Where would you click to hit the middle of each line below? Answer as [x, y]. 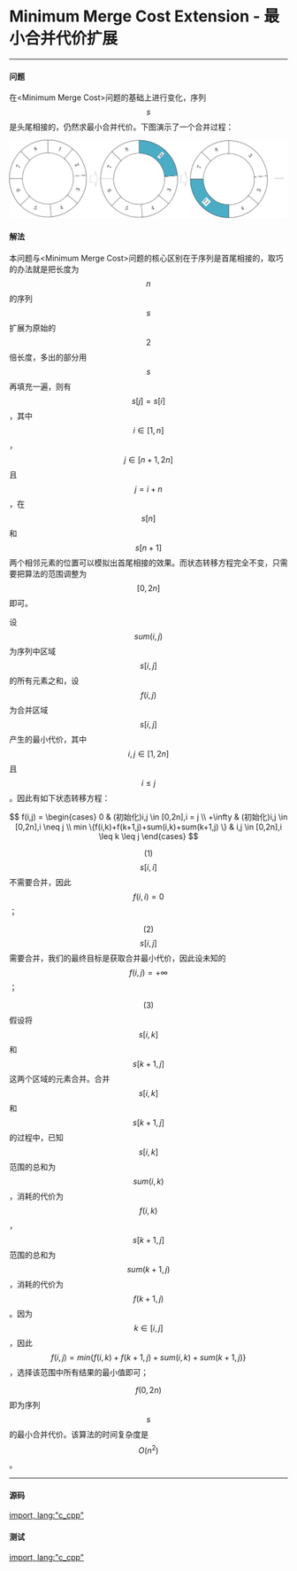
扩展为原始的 [32, 328]
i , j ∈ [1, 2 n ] [148, 753]
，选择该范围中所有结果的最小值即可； [79, 1372]
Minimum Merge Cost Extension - [135, 16]
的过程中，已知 [36, 1137]
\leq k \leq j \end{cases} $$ [148, 836]
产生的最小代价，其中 [48, 739]
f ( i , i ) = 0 [148, 896]
